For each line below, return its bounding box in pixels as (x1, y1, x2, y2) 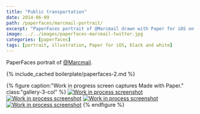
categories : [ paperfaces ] (6, 37, 71, 43)
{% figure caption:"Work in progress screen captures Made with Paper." (6, 82, 184, 89)
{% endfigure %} (83, 101, 125, 108)
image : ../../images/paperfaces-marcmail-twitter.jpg (6, 31, 144, 37)
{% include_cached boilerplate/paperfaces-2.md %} (6, 70, 136, 77)
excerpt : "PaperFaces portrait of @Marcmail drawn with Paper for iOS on (6, 25, 195, 32)
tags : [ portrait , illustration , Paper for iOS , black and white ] (6, 43, 172, 49)
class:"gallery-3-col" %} (6, 88, 66, 95)
